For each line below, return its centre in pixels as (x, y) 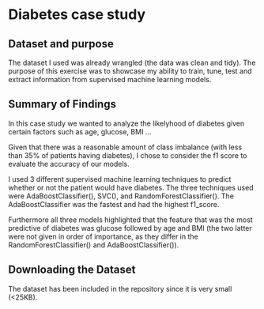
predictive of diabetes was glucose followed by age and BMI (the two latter (130, 228)
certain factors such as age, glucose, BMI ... (80, 131)
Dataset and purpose (61, 44)
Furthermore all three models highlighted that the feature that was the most (130, 220)
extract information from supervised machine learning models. (110, 79)
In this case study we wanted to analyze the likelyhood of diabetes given (126, 123)
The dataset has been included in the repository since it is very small (120, 288)
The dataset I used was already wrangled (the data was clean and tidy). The (132, 62)
